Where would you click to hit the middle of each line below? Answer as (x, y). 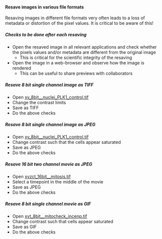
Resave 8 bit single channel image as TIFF (49, 85)
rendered (21, 68)
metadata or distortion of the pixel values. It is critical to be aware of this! (80, 23)
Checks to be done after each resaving (46, 34)
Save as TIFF (25, 108)
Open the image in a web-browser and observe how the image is (78, 63)
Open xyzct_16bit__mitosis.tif (41, 177)
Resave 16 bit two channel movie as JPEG (49, 164)
